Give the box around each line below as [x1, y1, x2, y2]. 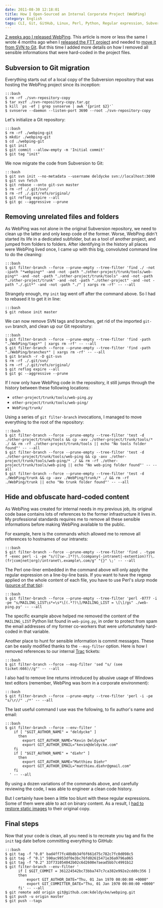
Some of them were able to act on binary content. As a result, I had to [5, 800, 144, 806]
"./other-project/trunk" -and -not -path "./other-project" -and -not [5, 278, 151, 283]
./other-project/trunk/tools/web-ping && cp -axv [5, 454, 108, 459]
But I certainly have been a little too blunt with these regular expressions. [5, 795, 151, 801]
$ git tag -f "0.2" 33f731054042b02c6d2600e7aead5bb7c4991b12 [5, 860, 133, 865]
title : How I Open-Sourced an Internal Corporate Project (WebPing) [5, 12, 147, 17]
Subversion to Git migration [5, 64, 90, 72]
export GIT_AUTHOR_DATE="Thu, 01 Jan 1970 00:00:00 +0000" [26, 877, 149, 882]
